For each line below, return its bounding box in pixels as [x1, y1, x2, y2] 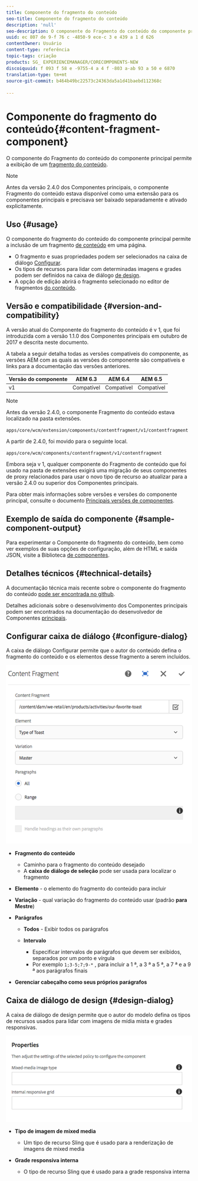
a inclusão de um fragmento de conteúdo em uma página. [6, 242, 147, 249]
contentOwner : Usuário [6, 41, 62, 47]
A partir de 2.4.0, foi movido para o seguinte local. [6, 438, 128, 445]
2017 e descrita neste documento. [6, 339, 89, 346]
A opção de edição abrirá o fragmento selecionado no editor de [14, 277, 170, 285]
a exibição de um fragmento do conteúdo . [6, 161, 108, 168]
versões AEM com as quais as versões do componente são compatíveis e [6, 356, 185, 363]
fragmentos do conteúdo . [14, 284, 77, 291]
